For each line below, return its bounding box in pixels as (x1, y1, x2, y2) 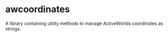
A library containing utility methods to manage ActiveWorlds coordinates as (5, 20, 163, 26)
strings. (5, 25, 21, 31)
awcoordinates (5, 4, 70, 15)
